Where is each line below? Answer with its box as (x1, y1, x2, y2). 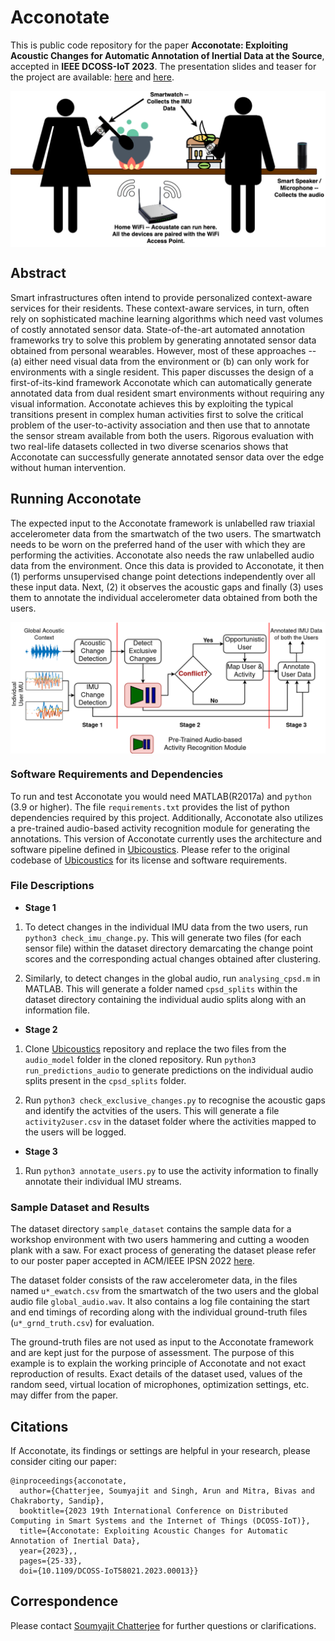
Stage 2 (24, 1023, 58, 1035)
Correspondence (10, 1593, 119, 1610)
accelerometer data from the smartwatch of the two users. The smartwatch (10, 527, 322, 540)
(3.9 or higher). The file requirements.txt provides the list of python (10, 801, 290, 813)
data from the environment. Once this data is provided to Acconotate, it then (10, 559, 325, 571)
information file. (24, 1004, 90, 1016)
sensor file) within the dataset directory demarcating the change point (24, 942, 314, 954)
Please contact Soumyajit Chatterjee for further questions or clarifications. (10, 1619, 317, 1631)
